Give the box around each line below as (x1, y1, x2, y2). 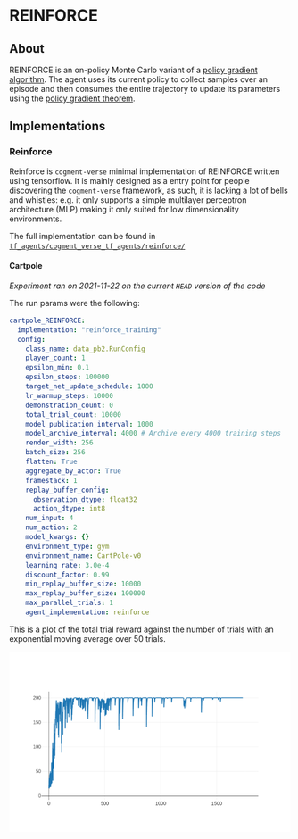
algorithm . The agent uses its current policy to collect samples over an (9, 74, 269, 85)
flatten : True (25, 457, 78, 467)
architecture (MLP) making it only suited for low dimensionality (9, 204, 239, 214)
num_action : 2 (25, 523, 78, 532)
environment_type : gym (25, 542, 110, 551)
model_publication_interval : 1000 (25, 419, 153, 428)
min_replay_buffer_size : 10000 (25, 579, 142, 589)
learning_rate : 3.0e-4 (25, 561, 110, 569)
